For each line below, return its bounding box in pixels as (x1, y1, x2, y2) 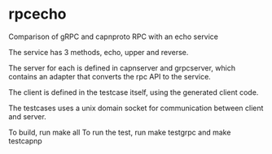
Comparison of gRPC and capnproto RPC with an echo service (8, 32, 218, 41)
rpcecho (8, 5, 67, 24)
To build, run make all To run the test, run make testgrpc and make (8, 127, 231, 137)
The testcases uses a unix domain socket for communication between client (8, 103, 264, 113)
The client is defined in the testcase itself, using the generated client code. (8, 87, 259, 97)
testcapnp (8, 135, 42, 146)
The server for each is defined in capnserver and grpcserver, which (8, 62, 236, 73)
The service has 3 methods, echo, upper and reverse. (8, 47, 189, 57)
